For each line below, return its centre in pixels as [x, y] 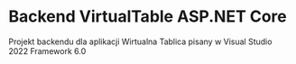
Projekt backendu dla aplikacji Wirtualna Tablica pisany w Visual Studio [140, 41]
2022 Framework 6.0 [47, 50]
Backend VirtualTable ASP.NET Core [148, 17]
